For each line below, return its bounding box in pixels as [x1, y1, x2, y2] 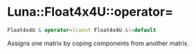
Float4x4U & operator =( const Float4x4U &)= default [7, 27, 157, 33]
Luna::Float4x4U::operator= [7, 4, 174, 20]
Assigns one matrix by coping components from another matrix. [7, 39, 189, 47]
